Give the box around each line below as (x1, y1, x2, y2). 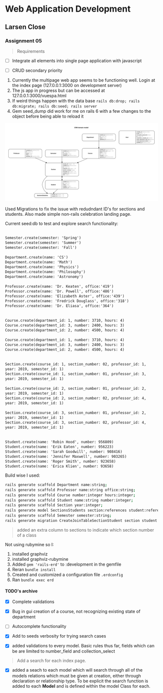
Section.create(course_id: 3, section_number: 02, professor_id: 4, (5, 420, 147, 425)
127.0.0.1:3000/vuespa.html (12, 93, 67, 98)
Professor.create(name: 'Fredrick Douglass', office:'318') (5, 298, 130, 303)
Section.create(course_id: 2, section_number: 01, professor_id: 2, (5, 386, 147, 391)
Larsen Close (5, 23, 46, 31)
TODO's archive (5, 588, 38, 594)
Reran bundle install (12, 566, 56, 572)
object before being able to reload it (12, 113, 84, 119)
